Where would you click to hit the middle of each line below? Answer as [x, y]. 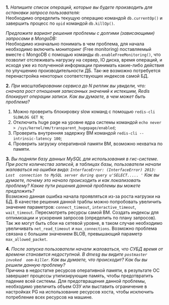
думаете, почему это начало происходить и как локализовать [73, 180]
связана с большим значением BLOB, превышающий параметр [74, 234]
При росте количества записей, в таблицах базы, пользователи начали [83, 164]
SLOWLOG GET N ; [28, 117]
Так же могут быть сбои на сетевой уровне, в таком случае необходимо [84, 223]
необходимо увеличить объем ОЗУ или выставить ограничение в [76, 286]
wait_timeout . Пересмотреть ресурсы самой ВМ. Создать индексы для [82, 212]
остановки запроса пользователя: [43, 13]
